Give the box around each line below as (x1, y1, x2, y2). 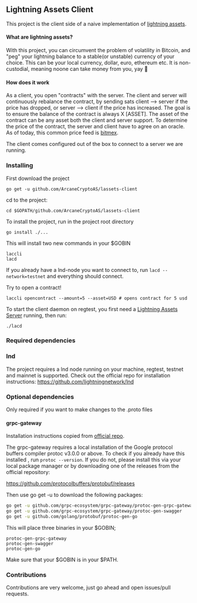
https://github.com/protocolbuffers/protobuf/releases (6, 480, 135, 487)
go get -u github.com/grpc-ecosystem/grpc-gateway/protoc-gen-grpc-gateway (6, 503, 195, 509)
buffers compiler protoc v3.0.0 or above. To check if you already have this (6, 450, 185, 457)
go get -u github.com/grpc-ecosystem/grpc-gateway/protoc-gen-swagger (6, 508, 182, 515)
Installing (6, 161, 33, 169)
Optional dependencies (6, 393, 74, 401)
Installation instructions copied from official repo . (6, 432, 125, 440)
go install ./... (6, 229, 49, 235)
